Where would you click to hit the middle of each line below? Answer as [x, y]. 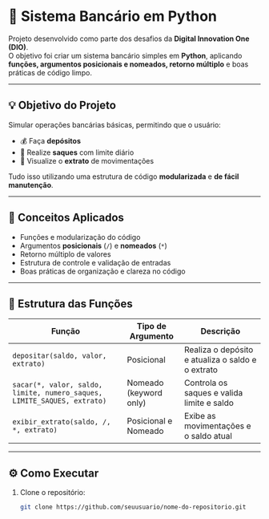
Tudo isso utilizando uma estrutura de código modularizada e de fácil [124, 176]
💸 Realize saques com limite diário [77, 152]
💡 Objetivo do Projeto [62, 105]
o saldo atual [208, 436]
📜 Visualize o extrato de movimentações [87, 160]
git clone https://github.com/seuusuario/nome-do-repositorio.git [133, 507]
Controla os [206, 383]
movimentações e [217, 426]
